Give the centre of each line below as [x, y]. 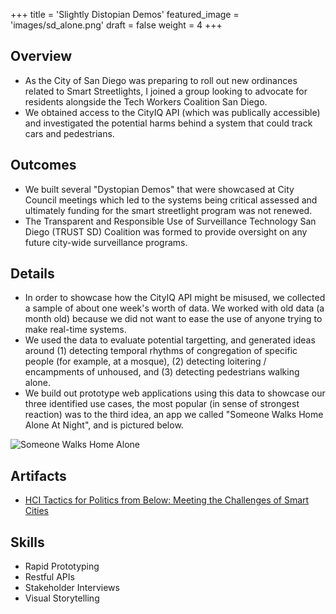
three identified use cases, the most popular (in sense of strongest [162, 404]
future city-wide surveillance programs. [106, 242]
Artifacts [38, 475]
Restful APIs [49, 577]
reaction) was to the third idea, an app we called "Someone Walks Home [174, 415]
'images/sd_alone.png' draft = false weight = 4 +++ [116, 25]
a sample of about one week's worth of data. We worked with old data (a [174, 308]
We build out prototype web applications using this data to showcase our [175, 393]
